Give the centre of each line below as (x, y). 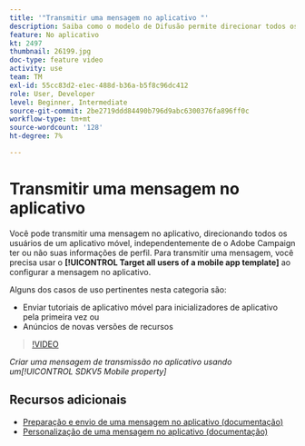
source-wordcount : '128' (56, 128)
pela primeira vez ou (61, 317)
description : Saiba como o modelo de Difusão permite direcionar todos (148, 26)
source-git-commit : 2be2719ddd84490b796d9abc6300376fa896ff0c (129, 111)
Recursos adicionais (68, 400)
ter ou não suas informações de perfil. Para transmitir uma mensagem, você (152, 253)
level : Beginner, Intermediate (69, 102)
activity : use (36, 69)
